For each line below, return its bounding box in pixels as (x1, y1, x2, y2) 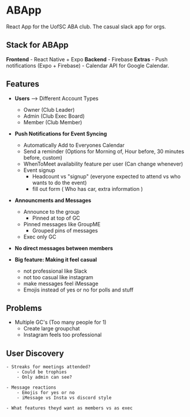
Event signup (23, 166, 56, 174)
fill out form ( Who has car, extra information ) (32, 185, 143, 192)
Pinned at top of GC (32, 214, 81, 221)
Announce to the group (23, 208, 80, 215)
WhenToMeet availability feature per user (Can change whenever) (23, 160, 184, 167)
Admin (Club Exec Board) (23, 112, 85, 120)
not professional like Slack (23, 267, 87, 274)
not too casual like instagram (23, 273, 94, 280)
